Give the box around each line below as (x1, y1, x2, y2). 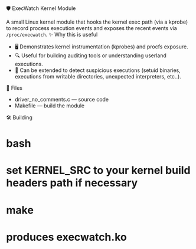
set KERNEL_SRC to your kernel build (6, 164, 191, 177)
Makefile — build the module (14, 102, 84, 109)
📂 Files (6, 84, 22, 91)
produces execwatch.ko (6, 230, 127, 244)
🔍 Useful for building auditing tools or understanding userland (14, 52, 167, 59)
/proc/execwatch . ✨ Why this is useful (6, 31, 98, 38)
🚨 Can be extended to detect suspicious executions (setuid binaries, (14, 67, 181, 74)
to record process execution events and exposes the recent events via (6, 25, 177, 31)
